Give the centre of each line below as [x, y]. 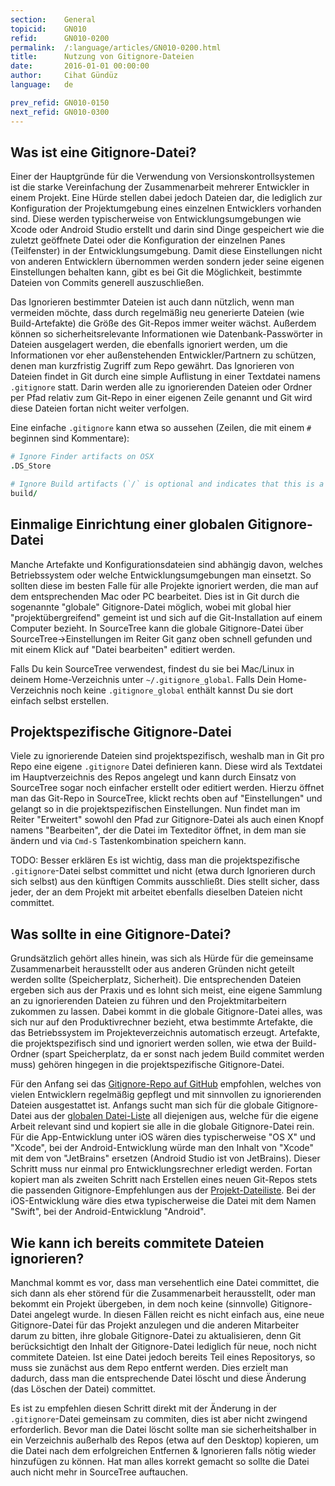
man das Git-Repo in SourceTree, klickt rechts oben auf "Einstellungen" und [166, 798]
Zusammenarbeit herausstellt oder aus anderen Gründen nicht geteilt [152, 969]
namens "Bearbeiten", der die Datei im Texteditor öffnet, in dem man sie [158, 830]
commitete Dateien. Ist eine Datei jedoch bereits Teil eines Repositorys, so [163, 1357]
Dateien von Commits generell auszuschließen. [107, 283]
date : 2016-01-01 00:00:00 [80, 66]
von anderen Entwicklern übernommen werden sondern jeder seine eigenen [167, 262]
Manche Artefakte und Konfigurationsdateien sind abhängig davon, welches [166, 564]
